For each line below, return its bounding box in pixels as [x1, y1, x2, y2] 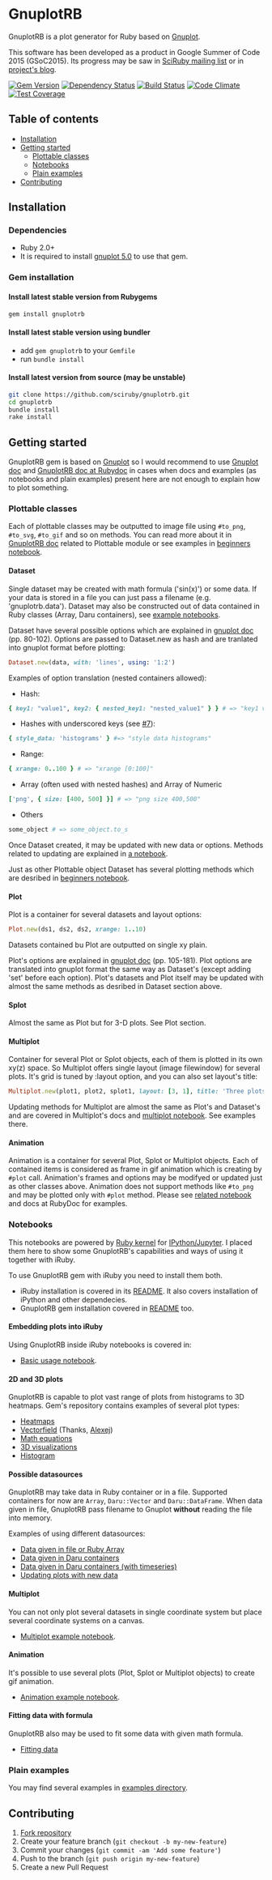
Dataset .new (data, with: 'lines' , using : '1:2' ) [8, 658, 176, 667]
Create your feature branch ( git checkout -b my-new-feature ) [19, 1836, 227, 1847]
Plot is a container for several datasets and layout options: [8, 910, 202, 919]
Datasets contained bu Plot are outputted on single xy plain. [8, 940, 208, 949]
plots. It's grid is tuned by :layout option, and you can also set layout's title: [8, 1072, 257, 1081]
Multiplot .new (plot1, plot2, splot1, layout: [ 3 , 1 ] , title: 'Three [8, 1087, 244, 1096]
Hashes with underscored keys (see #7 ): [19, 718, 156, 729]
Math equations [19, 1434, 73, 1443]
